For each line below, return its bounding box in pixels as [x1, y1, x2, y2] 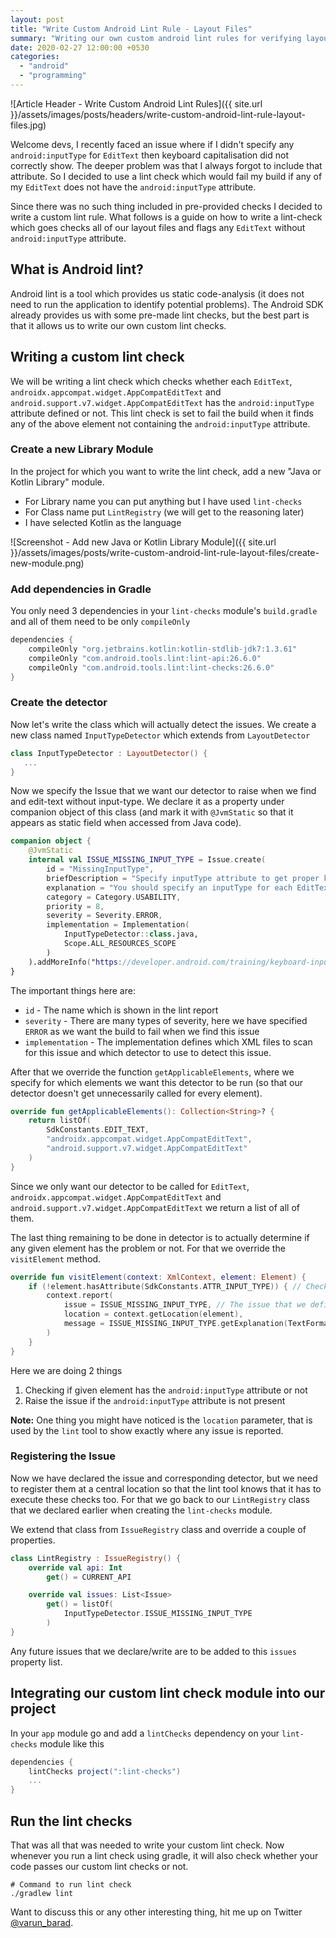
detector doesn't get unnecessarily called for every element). [10, 1087, 263, 1099]
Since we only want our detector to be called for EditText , [10, 1180, 250, 1192]
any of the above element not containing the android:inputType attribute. [10, 417, 311, 430]
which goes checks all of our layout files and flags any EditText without [10, 221, 306, 233]
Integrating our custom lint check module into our [10, 1685, 326, 1702]
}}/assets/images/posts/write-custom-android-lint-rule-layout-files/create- [10, 546, 320, 558]
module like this [39, 1737, 105, 1750]
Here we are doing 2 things [10, 1364, 123, 1376]
